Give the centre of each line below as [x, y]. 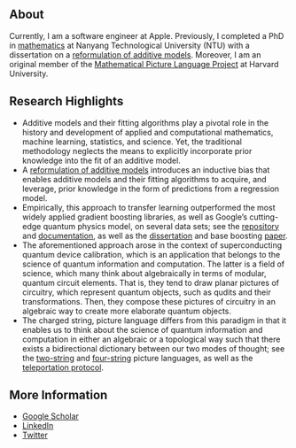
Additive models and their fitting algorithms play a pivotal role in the [145, 122]
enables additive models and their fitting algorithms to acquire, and [144, 179]
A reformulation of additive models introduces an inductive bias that [146, 170]
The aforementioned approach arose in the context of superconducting [152, 245]
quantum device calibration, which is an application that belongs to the [151, 254]
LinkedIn [38, 426]
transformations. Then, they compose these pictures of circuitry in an [149, 301]
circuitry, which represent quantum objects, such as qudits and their [147, 292]
